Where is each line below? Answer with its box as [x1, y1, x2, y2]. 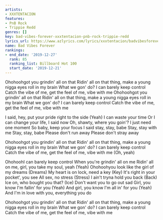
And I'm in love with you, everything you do [5, 190, 92, 196]
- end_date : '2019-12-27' [5, 52, 57, 57]
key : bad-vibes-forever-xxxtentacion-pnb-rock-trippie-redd [5, 34, 130, 39]
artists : [5, 7, 23, 12]
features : [5, 16, 25, 21]
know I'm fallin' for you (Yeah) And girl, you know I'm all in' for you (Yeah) [5, 185, 152, 190]
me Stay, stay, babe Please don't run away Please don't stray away [5, 130, 139, 135]
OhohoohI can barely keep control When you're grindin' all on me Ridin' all [5, 159, 154, 165]
